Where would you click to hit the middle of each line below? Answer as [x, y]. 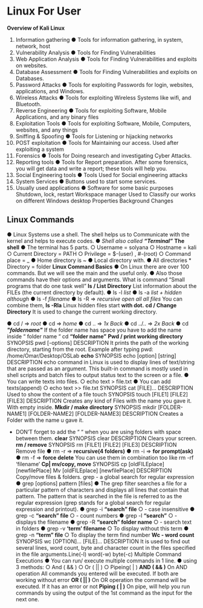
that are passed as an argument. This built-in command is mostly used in [97, 369]
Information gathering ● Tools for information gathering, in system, [99, 39]
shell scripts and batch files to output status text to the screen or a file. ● [98, 375]
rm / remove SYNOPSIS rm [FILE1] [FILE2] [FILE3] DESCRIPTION [96, 444]
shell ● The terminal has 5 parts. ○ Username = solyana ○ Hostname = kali [102, 247]
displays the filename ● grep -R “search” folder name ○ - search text [104, 522]
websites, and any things [47, 130]
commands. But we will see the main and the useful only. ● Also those [95, 273]
